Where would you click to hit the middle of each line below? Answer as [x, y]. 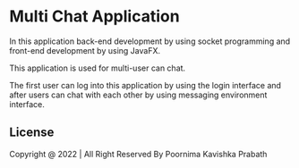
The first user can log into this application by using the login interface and [145, 85]
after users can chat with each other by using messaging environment [138, 95]
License [32, 133]
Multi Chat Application [95, 17]
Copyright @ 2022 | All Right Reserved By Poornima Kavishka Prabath [138, 154]
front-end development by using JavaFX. [85, 50]
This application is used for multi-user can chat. [98, 68]
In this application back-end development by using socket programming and [150, 41]
